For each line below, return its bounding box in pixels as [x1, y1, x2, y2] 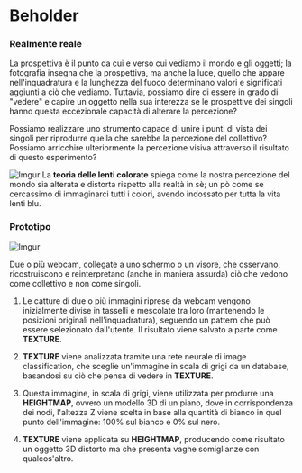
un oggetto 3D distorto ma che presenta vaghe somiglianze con [22, 443, 260, 454]
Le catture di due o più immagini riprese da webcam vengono [22, 295, 251, 306]
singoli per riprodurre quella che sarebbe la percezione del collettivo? [9, 132, 268, 144]
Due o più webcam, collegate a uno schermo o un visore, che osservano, [9, 259, 281, 269]
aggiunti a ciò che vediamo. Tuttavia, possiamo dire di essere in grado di [9, 86, 279, 97]
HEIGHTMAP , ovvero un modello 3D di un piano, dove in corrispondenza [22, 397, 294, 408]
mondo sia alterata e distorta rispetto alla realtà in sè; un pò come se [9, 179, 264, 190]
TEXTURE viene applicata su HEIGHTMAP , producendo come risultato [22, 433, 286, 444]
